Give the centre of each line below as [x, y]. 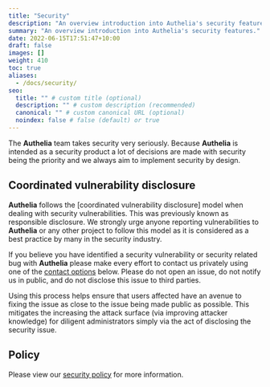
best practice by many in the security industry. [85, 238]
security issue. [33, 329]
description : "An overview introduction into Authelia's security [122, 23]
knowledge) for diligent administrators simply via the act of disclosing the [130, 321]
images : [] [27, 53]
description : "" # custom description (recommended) [106, 105]
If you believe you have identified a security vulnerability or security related [133, 255]
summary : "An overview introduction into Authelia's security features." [135, 31]
